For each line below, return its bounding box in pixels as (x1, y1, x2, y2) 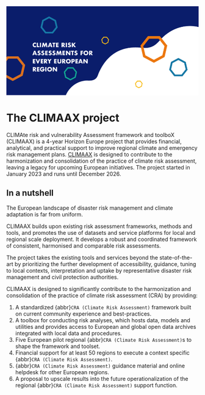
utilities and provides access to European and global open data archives (15, 323, 196, 330)
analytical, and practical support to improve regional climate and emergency (6, 144, 198, 152)
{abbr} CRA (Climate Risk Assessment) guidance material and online (15, 362, 185, 369)
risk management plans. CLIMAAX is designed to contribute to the (6, 150, 173, 158)
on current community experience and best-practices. (15, 310, 151, 317)
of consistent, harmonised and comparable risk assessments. (6, 242, 161, 249)
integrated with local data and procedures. (15, 330, 122, 337)
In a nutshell (6, 188, 54, 198)
